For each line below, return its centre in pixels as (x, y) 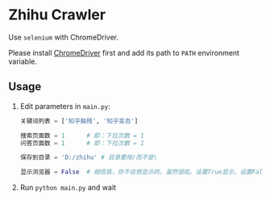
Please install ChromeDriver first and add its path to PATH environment (124, 52)
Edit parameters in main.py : (65, 106)
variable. (23, 61)
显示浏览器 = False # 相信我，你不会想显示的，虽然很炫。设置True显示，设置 (136, 172)
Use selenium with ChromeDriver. (64, 37)
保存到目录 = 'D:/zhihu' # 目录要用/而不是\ (89, 158)
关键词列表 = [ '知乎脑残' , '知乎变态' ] (79, 121)
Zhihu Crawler (57, 15)
